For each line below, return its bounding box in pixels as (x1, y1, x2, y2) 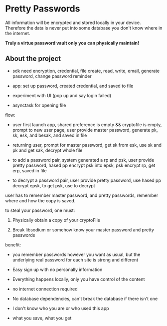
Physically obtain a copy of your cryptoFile (12, 217, 101, 223)
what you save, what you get (12, 315, 72, 321)
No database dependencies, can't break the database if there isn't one (12, 295, 158, 301)
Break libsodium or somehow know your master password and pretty (12, 226, 155, 233)
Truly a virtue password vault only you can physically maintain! (5, 40, 140, 46)
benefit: (5, 241, 21, 248)
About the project (5, 55, 61, 63)
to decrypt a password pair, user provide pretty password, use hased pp (12, 177, 161, 183)
